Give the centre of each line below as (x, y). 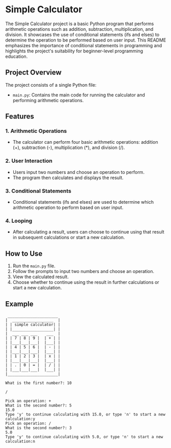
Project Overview (33, 73)
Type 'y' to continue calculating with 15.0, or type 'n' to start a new (86, 414)
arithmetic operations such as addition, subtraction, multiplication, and (79, 29)
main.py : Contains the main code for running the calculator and (79, 95)
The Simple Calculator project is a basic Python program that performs (80, 24)
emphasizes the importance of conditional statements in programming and (84, 45)
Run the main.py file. (34, 266)
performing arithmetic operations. (48, 100)
